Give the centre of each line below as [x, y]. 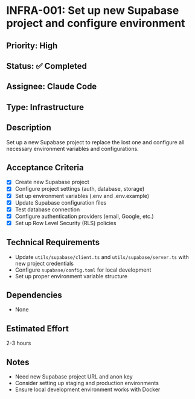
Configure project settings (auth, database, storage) [80, 189]
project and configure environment [96, 23]
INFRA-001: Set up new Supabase [93, 11]
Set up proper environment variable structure [71, 276]
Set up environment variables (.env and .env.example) [82, 196]
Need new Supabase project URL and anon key [74, 377]
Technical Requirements [53, 242]
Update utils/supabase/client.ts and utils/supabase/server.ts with [102, 257]
